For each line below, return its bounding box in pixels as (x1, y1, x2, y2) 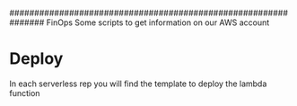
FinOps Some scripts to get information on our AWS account (46, 17, 270, 28)
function (9, 87, 40, 98)
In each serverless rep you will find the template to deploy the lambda (9, 78, 267, 89)
